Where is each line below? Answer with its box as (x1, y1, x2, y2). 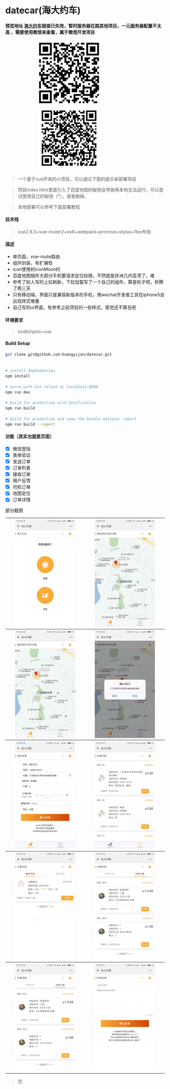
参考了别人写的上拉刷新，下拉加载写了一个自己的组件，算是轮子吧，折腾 (12, 279, 163, 285)
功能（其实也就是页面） (5, 433, 54, 440)
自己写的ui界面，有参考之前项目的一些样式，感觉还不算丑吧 (12, 304, 137, 310)
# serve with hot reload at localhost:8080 (5, 384, 99, 389)
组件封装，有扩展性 (12, 260, 53, 266)
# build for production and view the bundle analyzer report (5, 416, 137, 421)
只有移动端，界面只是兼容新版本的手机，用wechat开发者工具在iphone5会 (12, 291, 165, 297)
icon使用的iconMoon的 (12, 266, 61, 272)
